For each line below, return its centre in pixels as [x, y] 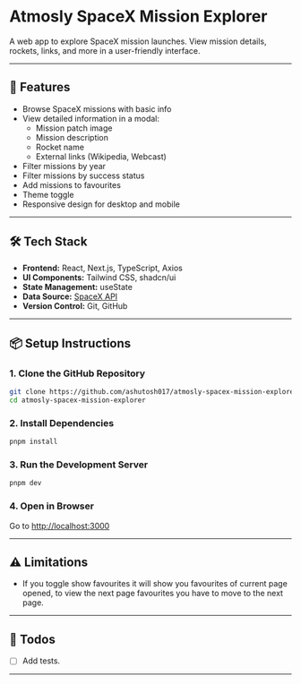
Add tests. [41, 661]
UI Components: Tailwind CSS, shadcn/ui [99, 277]
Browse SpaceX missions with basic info [97, 108]
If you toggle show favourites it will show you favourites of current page [155, 584]
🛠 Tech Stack [48, 242]
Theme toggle [48, 194]
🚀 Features [40, 87]
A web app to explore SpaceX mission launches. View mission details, [138, 41]
